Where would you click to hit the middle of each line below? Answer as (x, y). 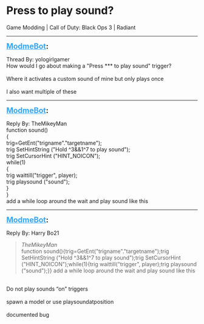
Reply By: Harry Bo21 (33, 233)
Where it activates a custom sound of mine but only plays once (85, 78)
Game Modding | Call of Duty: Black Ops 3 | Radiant (71, 27)
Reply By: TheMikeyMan (37, 123)
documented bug (28, 314)
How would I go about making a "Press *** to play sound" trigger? (89, 66)
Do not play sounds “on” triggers (47, 289)
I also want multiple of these (42, 91)
